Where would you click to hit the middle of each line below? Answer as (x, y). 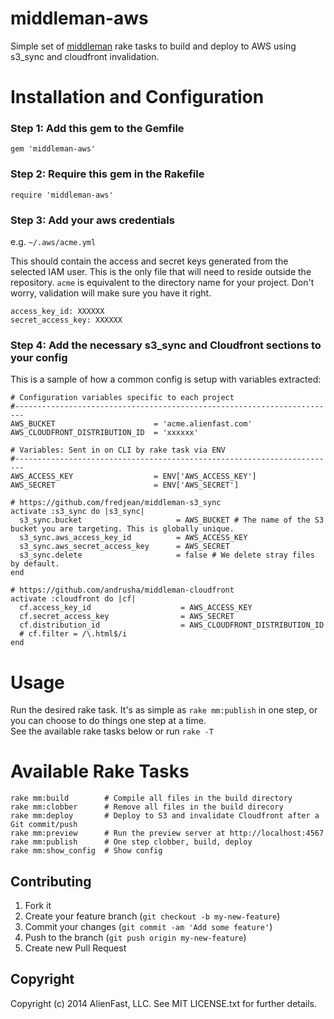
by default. (35, 564)
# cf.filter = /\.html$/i (73, 634)
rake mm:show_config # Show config (86, 851)
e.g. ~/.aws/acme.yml (53, 242)
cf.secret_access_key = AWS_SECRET (127, 617)
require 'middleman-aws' (62, 195)
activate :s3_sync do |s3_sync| (77, 512)
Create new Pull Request (75, 948)
